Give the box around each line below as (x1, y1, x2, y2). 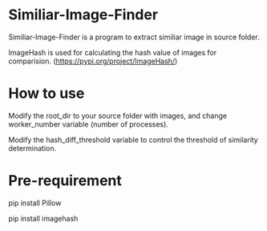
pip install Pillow (8, 198, 62, 208)
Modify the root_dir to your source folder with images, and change (8, 111, 227, 120)
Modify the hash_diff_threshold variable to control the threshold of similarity (8, 135, 258, 144)
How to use (8, 84, 85, 103)
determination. (8, 143, 57, 153)
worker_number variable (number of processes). (8, 119, 168, 129)
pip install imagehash (8, 213, 79, 223)
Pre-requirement (8, 172, 123, 190)
